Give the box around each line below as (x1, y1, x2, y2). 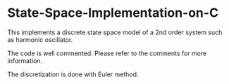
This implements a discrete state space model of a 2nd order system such (7, 28, 223, 36)
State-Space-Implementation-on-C (7, 5, 219, 21)
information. (7, 56, 43, 64)
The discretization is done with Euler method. (7, 70, 139, 78)
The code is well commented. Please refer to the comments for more (7, 49, 207, 57)
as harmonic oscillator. (7, 35, 73, 43)
